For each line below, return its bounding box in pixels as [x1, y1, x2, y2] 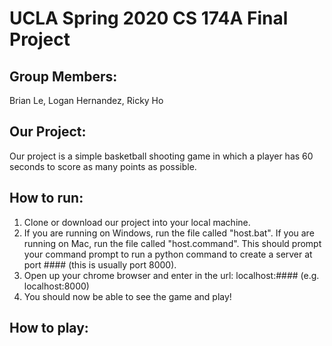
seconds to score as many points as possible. [9, 160, 197, 172]
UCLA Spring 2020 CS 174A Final [9, 7, 289, 30]
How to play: [9, 320, 89, 337]
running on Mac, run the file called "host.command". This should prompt [23, 237, 322, 249]
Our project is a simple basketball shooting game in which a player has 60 [9, 150, 314, 162]
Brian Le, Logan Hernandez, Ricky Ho [9, 95, 164, 106]
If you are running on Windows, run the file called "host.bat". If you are [23, 227, 315, 239]
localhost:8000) [23, 280, 90, 292]
